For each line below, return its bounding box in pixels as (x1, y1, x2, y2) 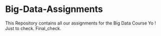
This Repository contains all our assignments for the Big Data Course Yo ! (5, 20, 156, 26)
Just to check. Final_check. (5, 25, 61, 31)
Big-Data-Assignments (5, 3, 103, 15)
